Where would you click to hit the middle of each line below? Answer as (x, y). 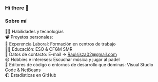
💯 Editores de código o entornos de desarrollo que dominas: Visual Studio (79, 65)
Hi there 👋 (17, 8)
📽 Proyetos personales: (29, 37)
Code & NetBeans (23, 70)
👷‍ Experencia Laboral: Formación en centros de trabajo (60, 44)
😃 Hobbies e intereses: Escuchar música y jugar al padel (62, 60)
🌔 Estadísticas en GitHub (31, 75)
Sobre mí (16, 20)
